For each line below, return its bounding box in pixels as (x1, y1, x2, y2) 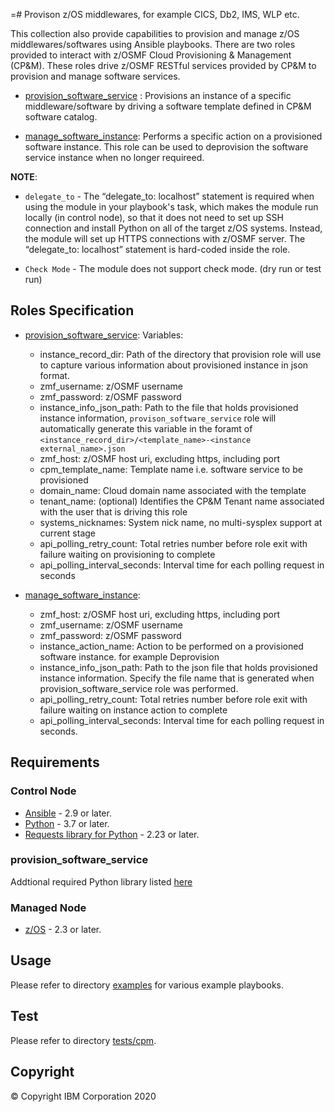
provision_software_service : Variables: (24, 329, 184, 341)
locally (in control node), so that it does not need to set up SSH (24, 212, 284, 223)
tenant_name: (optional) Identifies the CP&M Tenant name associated (39, 495, 325, 507)
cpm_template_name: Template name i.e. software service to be (39, 463, 303, 475)
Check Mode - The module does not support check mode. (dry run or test (24, 263, 322, 274)
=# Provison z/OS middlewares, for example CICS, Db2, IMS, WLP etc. (10, 9, 300, 20)
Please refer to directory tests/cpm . (10, 1034, 157, 1046)
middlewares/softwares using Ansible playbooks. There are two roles (10, 39, 296, 50)
